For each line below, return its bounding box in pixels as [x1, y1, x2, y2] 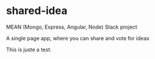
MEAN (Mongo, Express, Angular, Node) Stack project [6, 23, 137, 30]
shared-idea [6, 4, 68, 18]
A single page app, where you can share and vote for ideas [6, 34, 150, 41]
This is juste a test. [6, 46, 52, 53]
